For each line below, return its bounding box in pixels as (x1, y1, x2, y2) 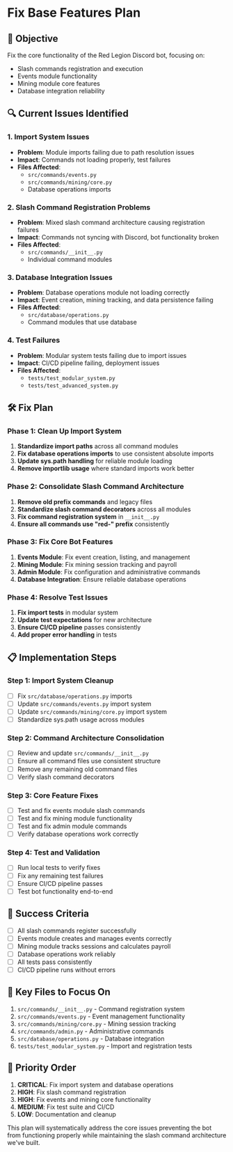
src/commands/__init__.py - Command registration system (17, 1004, 186, 1013)
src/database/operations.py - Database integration (17, 1034, 165, 1043)
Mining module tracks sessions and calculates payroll (17, 942, 171, 950)
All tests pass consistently (17, 958, 93, 966)
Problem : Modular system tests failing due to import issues (17, 351, 187, 359)
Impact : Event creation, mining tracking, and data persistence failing (17, 296, 214, 304)
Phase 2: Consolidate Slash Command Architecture (7, 482, 184, 492)
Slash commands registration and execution (17, 65, 144, 72)
